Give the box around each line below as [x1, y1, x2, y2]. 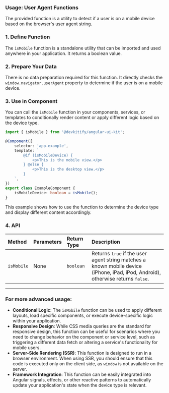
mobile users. [12, 345, 41, 351]
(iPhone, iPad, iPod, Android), [91, 269, 161, 276]
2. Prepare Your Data [5, 63, 57, 70]
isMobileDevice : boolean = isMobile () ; [14, 190, 98, 195]
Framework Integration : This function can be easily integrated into [12, 371, 151, 377]
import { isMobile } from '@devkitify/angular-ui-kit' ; [5, 130, 125, 135]
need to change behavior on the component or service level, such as [12, 334, 155, 340]
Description [91, 238, 121, 245]
